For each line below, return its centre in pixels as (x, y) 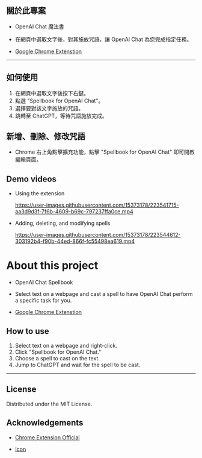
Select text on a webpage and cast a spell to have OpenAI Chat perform (104, 294)
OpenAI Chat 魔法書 (39, 27)
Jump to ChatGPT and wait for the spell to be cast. (78, 365)
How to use (28, 331)
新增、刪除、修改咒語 (46, 136)
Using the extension (40, 193)
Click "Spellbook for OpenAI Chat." (58, 352)
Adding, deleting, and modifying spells (63, 223)
